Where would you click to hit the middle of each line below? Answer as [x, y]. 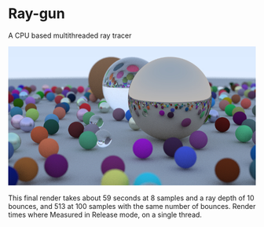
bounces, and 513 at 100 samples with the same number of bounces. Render [132, 207]
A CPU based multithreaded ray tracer [70, 35]
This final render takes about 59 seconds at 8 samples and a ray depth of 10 [131, 198]
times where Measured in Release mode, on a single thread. [105, 215]
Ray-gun [37, 14]
